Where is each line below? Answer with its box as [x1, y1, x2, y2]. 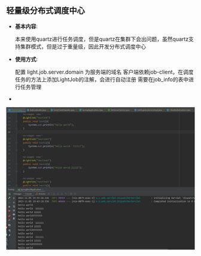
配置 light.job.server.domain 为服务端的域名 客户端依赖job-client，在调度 [14, 68, 194, 75]
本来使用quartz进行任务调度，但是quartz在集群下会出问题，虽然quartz [14, 35, 189, 42]
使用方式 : [14, 56, 38, 63]
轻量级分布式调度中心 [6, 5, 85, 16]
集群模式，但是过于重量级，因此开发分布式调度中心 [20, 42, 147, 50]
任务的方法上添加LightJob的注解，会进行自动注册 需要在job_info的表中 [14, 75, 189, 83]
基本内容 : [14, 23, 38, 30]
